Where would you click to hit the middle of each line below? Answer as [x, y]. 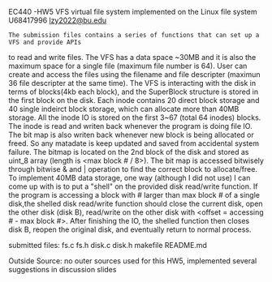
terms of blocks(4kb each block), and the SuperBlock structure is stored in [133, 92]
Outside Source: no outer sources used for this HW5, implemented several [133, 261]
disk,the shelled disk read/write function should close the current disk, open [136, 203]
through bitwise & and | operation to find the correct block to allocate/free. [133, 169]
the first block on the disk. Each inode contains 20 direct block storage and [134, 100]
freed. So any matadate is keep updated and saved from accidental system [134, 143]
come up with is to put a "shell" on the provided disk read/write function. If [133, 186]
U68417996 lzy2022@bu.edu [58, 20]
